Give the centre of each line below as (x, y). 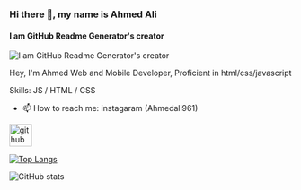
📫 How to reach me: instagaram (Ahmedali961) (110, 108)
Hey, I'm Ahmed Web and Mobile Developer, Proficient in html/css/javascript (150, 73)
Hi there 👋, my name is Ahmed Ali (83, 14)
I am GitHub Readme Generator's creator (87, 36)
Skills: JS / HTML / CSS (53, 91)
